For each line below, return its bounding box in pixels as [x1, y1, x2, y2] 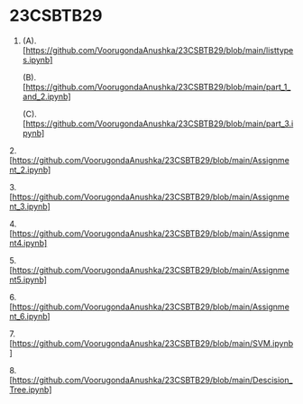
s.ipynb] [22, 54, 53, 65]
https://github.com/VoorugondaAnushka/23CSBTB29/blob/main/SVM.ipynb [12, 337, 294, 348]
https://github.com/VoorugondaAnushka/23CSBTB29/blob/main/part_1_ [25, 81, 291, 92]
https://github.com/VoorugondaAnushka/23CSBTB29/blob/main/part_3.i [25, 118, 294, 129]
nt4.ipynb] [9, 237, 48, 248]
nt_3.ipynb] [9, 200, 51, 212]
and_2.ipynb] [22, 91, 71, 102]
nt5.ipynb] [9, 274, 48, 285]
